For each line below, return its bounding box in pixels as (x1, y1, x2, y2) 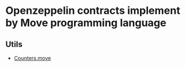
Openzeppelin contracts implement (5, 4, 181, 17)
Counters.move (13, 55, 51, 61)
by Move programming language (5, 16, 167, 29)
